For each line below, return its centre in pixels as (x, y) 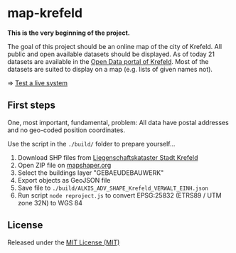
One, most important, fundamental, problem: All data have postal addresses (118, 122)
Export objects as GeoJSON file (64, 180)
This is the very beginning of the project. (69, 33)
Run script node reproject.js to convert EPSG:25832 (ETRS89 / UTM (119, 195)
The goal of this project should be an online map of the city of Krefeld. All (115, 46)
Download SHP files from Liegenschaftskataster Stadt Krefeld (108, 157)
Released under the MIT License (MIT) (64, 242)
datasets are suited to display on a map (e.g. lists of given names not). (110, 69)
